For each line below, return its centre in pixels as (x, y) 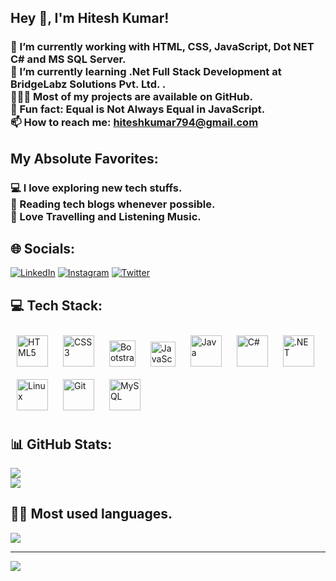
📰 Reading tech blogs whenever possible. (113, 204)
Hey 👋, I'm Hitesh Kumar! (90, 18)
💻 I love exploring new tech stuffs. (96, 188)
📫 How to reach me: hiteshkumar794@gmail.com (134, 123)
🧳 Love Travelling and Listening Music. (106, 216)
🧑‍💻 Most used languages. (91, 514)
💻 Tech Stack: (56, 305)
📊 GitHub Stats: (61, 444)
